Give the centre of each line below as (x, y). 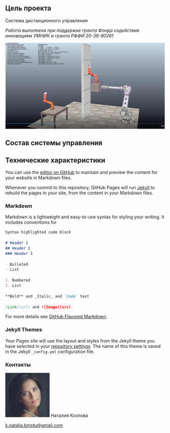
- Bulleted (17, 264)
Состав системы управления (54, 143)
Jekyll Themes (24, 330)
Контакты (18, 365)
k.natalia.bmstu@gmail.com (34, 425)
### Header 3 (19, 253)
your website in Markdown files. (38, 178)
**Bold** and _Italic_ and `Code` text (47, 296)
